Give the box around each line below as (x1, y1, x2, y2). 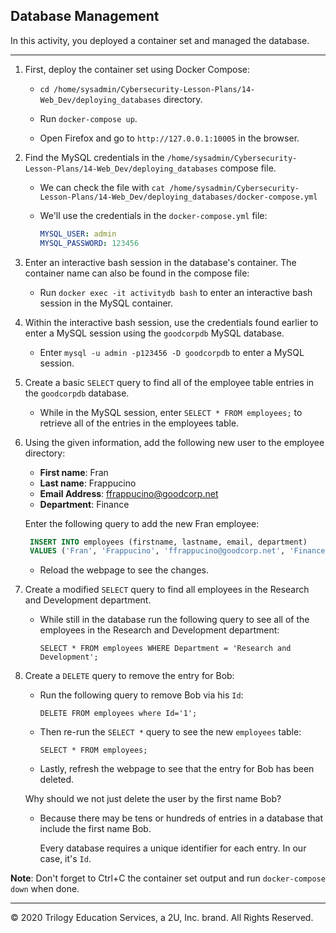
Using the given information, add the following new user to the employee (24, 436, 325, 448)
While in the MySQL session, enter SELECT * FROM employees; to (39, 406, 303, 418)
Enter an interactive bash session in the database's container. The (24, 256, 297, 268)
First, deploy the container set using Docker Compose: (24, 63, 251, 75)
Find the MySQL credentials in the (24, 151, 165, 163)
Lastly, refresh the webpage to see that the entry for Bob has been (39, 763, 315, 775)
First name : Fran (39, 466, 109, 478)
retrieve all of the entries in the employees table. (39, 417, 240, 429)
